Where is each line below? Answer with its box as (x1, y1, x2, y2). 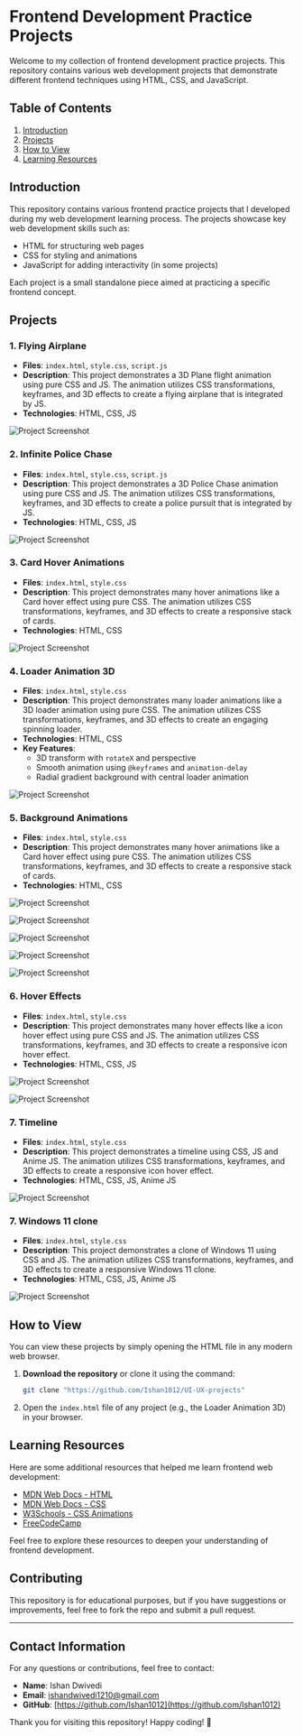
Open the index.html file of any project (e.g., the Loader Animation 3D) (22, 1402, 287, 1413)
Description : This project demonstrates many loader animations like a (22, 695, 282, 706)
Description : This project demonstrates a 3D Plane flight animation (22, 370, 272, 381)
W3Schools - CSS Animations (22, 1508, 133, 1519)
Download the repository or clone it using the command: (22, 1369, 235, 1380)
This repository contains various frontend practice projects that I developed (9, 203, 290, 214)
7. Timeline (9, 1116, 59, 1129)
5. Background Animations (9, 812, 128, 825)
